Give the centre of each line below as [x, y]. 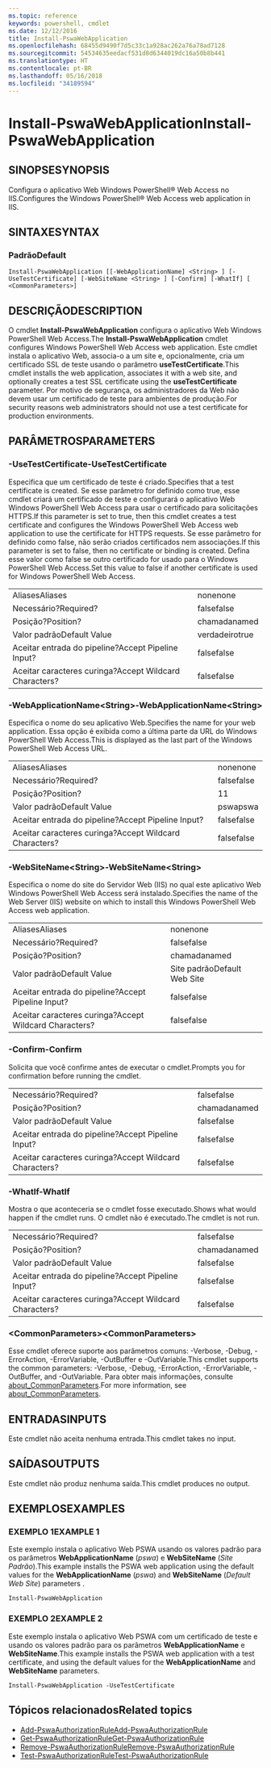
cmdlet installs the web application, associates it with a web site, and [123, 373]
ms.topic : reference [43, 16]
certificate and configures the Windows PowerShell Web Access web [123, 525]
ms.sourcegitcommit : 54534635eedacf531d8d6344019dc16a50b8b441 [117, 53]
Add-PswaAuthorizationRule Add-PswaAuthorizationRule [114, 1729]
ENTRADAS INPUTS [58, 1419]
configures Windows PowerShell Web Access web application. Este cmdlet [133, 347]
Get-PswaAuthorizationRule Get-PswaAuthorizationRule [112, 1738]
